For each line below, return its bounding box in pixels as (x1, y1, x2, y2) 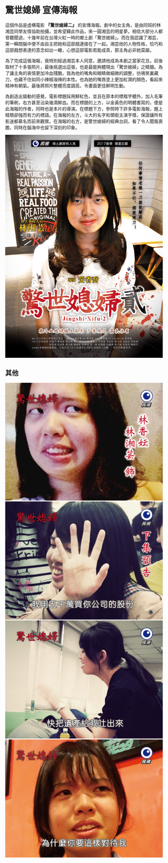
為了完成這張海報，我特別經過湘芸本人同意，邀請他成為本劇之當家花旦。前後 (5, 57, 163, 63)
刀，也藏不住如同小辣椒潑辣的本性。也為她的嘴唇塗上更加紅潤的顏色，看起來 (5, 76, 163, 82)
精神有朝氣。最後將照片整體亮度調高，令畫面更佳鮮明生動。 (5, 82, 128, 88)
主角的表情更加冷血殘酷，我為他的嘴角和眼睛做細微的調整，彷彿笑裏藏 (13, 70, 158, 76)
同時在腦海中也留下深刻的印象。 (13, 124, 80, 130)
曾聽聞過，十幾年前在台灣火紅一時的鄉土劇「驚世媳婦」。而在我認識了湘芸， (5, 34, 161, 40)
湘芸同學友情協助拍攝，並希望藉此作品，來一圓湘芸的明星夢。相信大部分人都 (5, 28, 163, 34)
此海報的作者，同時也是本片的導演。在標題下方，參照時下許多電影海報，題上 (5, 105, 163, 111)
